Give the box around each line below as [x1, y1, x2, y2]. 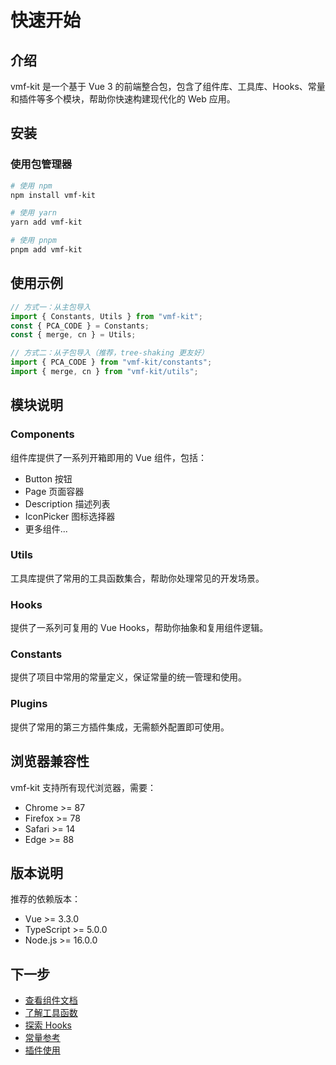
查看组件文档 [24, 994, 78, 1006]
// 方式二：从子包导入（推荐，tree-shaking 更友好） [10, 348, 209, 358]
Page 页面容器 [24, 485, 85, 497]
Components [10, 427, 75, 441]
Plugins [10, 697, 48, 711]
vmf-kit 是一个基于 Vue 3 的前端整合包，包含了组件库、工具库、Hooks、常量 [10, 81, 326, 92]
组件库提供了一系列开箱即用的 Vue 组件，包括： [10, 451, 207, 463]
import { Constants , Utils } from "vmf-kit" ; [10, 311, 203, 321]
